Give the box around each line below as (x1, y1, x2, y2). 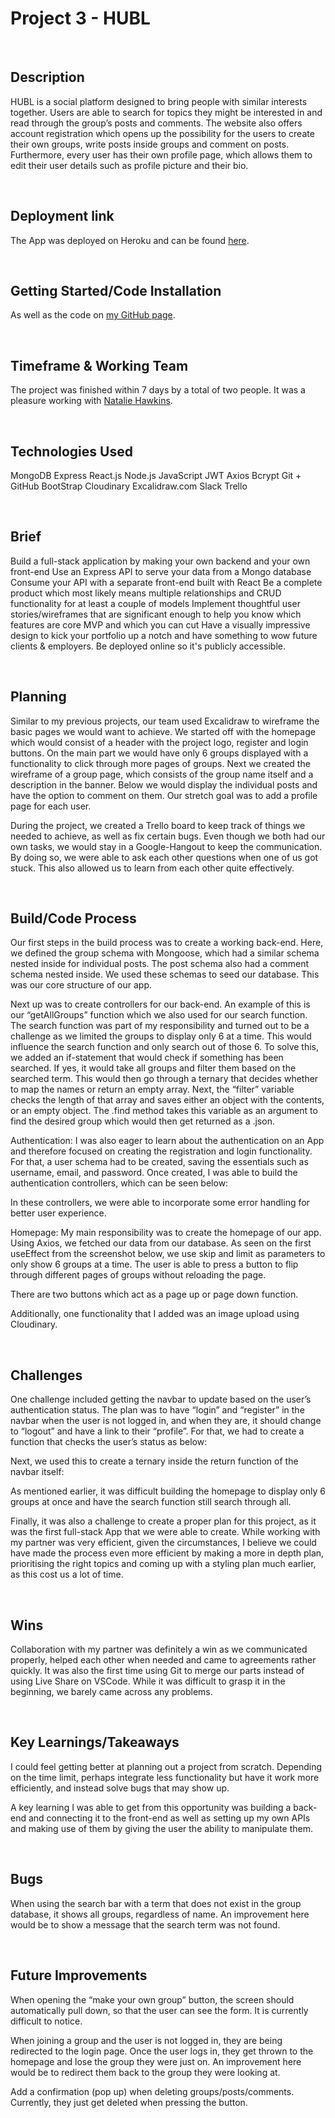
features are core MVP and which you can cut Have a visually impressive (10, 618, 311, 631)
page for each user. (10, 800, 92, 812)
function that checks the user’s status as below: (10, 1436, 208, 1448)
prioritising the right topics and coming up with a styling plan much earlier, (10, 1558, 317, 1570)
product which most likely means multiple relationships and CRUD (10, 587, 282, 599)
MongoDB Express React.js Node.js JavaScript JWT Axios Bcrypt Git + (10, 470, 302, 481)
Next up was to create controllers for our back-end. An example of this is (10, 998, 311, 1011)
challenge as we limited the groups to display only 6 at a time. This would (10, 1030, 312, 1042)
